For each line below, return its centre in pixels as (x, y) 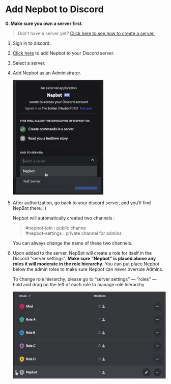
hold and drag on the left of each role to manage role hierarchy (78, 284)
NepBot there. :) (30, 208)
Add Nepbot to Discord (54, 9)
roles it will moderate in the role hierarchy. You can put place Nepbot (86, 264)
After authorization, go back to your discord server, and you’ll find (82, 203)
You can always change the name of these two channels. (73, 243)
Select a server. (29, 63)
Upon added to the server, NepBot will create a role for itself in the (82, 253)
